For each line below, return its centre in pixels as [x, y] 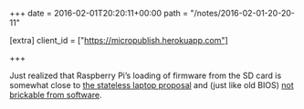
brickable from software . [56, 95]
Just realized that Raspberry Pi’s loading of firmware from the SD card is [146, 75]
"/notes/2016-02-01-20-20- [242, 13]
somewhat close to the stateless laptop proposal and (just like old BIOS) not [152, 85]
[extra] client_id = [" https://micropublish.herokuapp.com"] [119, 40]
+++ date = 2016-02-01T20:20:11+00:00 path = [99, 13]
